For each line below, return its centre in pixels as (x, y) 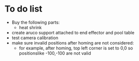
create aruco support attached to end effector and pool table (73, 32)
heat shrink (30, 27)
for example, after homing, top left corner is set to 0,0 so (76, 48)
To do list (23, 9)
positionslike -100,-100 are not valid (55, 53)
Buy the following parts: (35, 22)
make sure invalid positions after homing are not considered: (73, 43)
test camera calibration (35, 38)
